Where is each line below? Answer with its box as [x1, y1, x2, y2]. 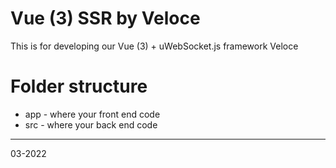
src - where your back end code [24, 118, 158, 131]
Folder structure [10, 75, 148, 98]
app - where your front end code [24, 108, 161, 120]
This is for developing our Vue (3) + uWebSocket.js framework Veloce [10, 40, 299, 52]
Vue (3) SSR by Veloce [10, 7, 201, 30]
